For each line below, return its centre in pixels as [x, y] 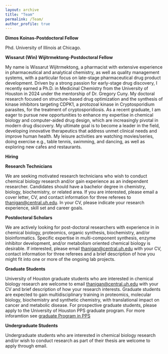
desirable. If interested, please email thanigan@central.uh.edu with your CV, [83, 249]
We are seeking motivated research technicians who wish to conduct [76, 176]
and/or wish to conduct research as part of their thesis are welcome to [78, 340]
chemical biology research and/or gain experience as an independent [77, 181]
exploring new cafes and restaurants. [43, 147]
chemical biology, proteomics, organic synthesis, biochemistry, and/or [77, 233]
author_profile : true [28, 24]
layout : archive [22, 10]
